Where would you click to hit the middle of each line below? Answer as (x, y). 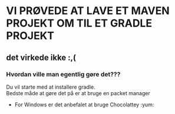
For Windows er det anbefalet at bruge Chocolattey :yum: (84, 105)
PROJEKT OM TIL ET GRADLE (79, 23)
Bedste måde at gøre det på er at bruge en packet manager (78, 93)
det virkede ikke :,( (41, 57)
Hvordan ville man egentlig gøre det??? (63, 74)
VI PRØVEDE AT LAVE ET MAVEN (88, 11)
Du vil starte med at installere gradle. (51, 87)
